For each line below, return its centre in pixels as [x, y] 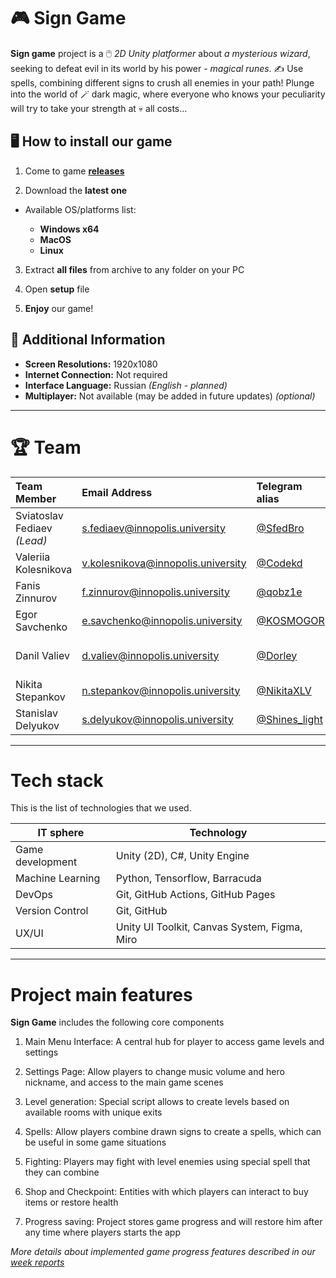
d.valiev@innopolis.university [150, 655]
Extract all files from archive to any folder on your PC [134, 269]
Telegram [279, 486]
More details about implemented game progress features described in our [163, 1252]
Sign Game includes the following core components [117, 1022]
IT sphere [61, 833]
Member [36, 498]
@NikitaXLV [284, 690]
